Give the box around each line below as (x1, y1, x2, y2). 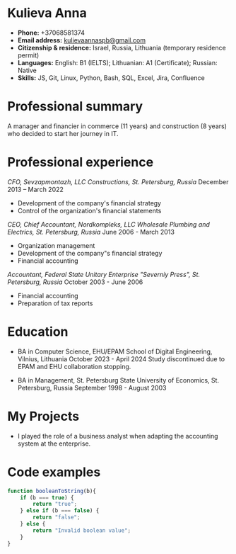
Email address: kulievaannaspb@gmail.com (17, 35, 146, 44)
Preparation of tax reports (17, 299, 93, 307)
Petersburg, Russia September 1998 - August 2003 (17, 383, 167, 392)
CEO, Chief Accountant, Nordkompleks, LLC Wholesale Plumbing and (7, 220, 211, 228)
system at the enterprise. (17, 439, 91, 448)
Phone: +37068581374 (17, 28, 85, 37)
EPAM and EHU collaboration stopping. (17, 362, 131, 371)
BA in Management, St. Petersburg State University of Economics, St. (17, 375, 220, 384)
